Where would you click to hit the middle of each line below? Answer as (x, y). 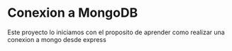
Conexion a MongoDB (73, 13)
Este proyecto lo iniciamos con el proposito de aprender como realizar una (116, 32)
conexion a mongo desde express (57, 39)
